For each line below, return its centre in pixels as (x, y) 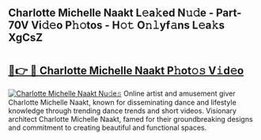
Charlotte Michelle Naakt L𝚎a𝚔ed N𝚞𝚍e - (111, 13)
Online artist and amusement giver (180, 93)
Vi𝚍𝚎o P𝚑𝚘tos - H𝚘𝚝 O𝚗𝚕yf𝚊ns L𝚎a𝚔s (128, 26)
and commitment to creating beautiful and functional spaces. (108, 127)
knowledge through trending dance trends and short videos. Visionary (123, 111)
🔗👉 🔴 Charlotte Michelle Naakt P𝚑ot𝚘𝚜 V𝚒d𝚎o (126, 70)
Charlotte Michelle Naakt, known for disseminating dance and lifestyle (123, 102)
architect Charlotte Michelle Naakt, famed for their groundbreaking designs (130, 119)
